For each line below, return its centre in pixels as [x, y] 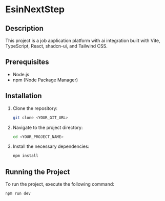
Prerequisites [27, 62]
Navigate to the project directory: [48, 127]
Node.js [21, 74]
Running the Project [38, 172]
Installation [24, 96]
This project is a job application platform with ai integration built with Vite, [83, 40]
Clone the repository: [35, 108]
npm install [25, 156]
